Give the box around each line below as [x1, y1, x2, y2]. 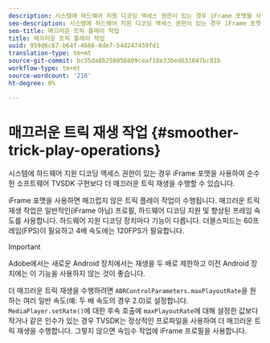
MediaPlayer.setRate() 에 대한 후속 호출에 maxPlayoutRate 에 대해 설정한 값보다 [8, 306, 259, 316]
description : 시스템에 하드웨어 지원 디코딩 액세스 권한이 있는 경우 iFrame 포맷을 [8, 11, 252, 20]
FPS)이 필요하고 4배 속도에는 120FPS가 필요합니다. [23, 226, 185, 236]
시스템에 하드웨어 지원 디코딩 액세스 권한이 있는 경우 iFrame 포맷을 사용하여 [8, 168, 245, 178]
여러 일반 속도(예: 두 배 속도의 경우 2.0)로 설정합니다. [22, 295, 189, 306]
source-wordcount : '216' [8, 72, 92, 80]
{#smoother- [151, 123, 239, 142]
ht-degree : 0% [8, 79, 56, 87]
